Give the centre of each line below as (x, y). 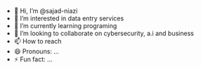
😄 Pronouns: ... (37, 51)
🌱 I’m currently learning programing (65, 26)
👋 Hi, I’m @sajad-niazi (46, 11)
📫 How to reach (38, 41)
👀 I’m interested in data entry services (69, 18)
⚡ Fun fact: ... (33, 59)
